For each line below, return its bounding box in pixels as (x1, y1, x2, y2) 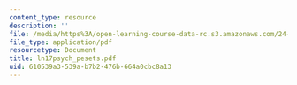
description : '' (9, 21, 69, 30)
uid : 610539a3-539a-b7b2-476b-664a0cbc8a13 (9, 63, 172, 72)
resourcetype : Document (9, 46, 97, 55)
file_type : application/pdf (9, 37, 113, 47)
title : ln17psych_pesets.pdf (9, 54, 117, 63)
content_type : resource (9, 12, 97, 22)
